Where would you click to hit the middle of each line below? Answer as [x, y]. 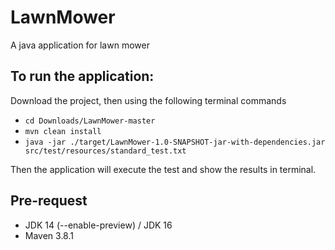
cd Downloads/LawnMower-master [90, 121]
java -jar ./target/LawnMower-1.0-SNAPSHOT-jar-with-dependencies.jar [175, 142]
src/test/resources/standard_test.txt [105, 151]
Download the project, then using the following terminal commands [148, 100]
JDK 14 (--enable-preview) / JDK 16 [98, 225]
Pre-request [49, 201]
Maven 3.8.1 [49, 235]
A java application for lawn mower [80, 45]
